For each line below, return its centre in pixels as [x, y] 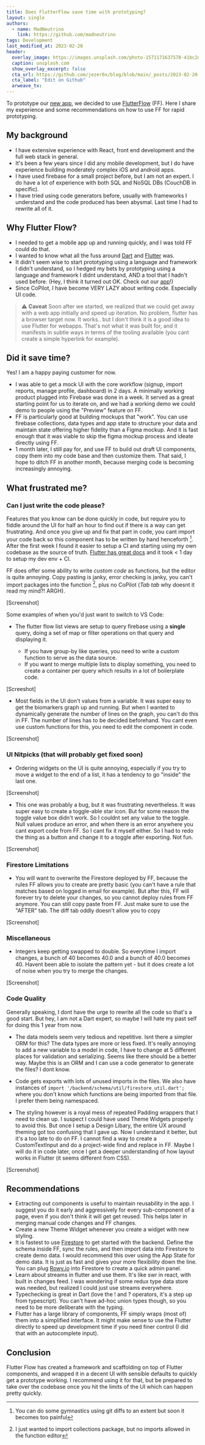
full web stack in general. [47, 156]
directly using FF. [37, 443]
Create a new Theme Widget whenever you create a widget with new [102, 1229]
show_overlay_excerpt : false [49, 69]
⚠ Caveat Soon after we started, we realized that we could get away [108, 306]
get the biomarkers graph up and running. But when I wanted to [95, 708]
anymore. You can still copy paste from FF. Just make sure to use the [102, 904]
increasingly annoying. [44, 469]
